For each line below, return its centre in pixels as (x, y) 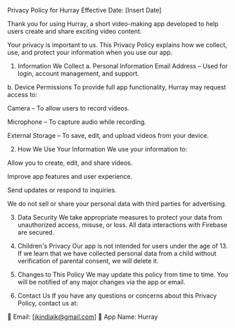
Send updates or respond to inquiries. (62, 190)
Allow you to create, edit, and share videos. (70, 163)
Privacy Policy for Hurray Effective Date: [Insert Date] (84, 10)
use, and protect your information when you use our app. (90, 52)
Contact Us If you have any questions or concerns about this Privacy (117, 296)
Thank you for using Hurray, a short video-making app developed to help (113, 24)
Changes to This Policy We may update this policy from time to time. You (123, 275)
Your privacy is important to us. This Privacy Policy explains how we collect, (117, 45)
